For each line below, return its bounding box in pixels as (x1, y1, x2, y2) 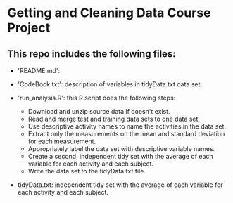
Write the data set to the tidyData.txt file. (27, 167, 146, 175)
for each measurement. (27, 137, 96, 145)
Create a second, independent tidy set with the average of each (27, 152, 213, 160)
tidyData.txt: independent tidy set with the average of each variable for (17, 181, 223, 189)
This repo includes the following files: (7, 48, 176, 60)
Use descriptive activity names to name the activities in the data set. (27, 122, 227, 131)
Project (7, 20, 51, 36)
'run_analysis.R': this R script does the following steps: (17, 93, 176, 102)
